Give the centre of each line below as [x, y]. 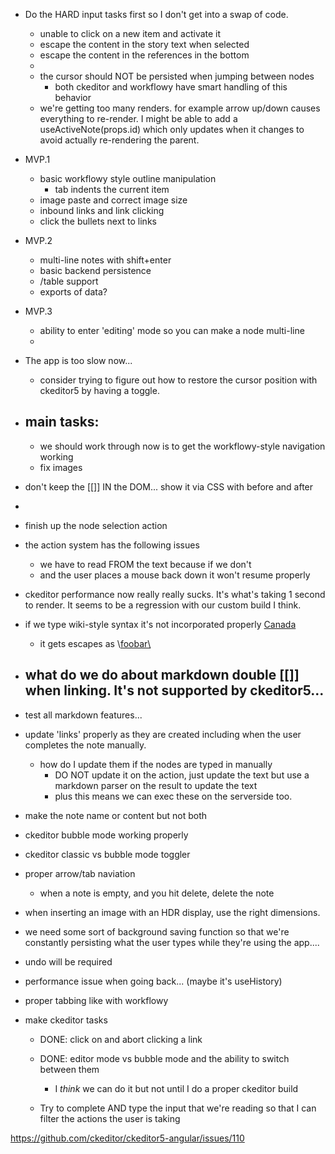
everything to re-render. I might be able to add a [138, 118]
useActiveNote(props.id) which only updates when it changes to [172, 129]
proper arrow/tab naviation [80, 873]
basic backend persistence [95, 270]
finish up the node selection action [96, 525]
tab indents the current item [112, 189]
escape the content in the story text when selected [144, 44]
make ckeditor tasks [66, 1020]
